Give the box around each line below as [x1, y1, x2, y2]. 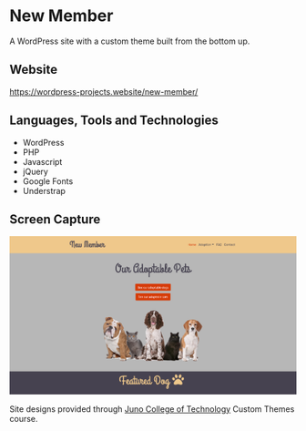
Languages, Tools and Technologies [9, 113, 219, 128]
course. [9, 413, 38, 424]
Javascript [22, 156, 63, 167]
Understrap [22, 185, 66, 196]
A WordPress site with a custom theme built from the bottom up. [9, 36, 250, 46]
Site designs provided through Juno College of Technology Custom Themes [9, 403, 295, 415]
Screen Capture [9, 211, 101, 227]
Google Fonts [22, 175, 74, 187]
